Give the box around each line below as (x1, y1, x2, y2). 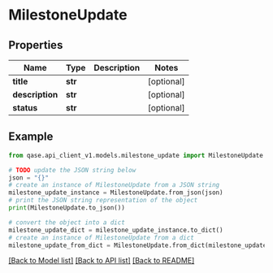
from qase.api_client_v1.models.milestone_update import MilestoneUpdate (8, 151, 264, 159)
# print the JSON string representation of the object (8, 197, 198, 205)
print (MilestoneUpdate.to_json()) (8, 204, 126, 212)
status (12, 102, 38, 113)
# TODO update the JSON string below (8, 166, 136, 174)
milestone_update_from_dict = (8, 241, 111, 249)
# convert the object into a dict (8, 218, 126, 227)
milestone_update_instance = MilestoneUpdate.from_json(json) (8, 188, 223, 197)
